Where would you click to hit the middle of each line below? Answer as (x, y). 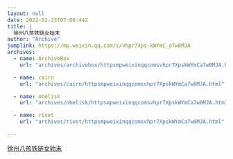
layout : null (26, 13)
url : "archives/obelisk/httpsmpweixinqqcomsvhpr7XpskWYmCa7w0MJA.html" (125, 103)
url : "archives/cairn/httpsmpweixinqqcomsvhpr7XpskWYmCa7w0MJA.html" (122, 84)
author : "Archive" (34, 39)
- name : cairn (34, 77)
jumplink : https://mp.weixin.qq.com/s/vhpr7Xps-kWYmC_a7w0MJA (99, 46)
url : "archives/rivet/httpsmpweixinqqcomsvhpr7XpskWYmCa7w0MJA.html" (122, 122)
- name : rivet (34, 115)
